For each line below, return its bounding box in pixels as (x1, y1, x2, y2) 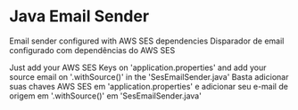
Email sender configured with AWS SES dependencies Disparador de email (9, 35, 285, 46)
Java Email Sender (9, 6, 150, 27)
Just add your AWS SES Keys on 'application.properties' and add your (9, 62, 267, 73)
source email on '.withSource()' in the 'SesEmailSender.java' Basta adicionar (9, 71, 289, 82)
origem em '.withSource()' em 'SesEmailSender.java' (9, 90, 203, 101)
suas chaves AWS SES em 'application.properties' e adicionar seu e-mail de (9, 81, 288, 91)
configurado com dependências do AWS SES (9, 44, 176, 55)
